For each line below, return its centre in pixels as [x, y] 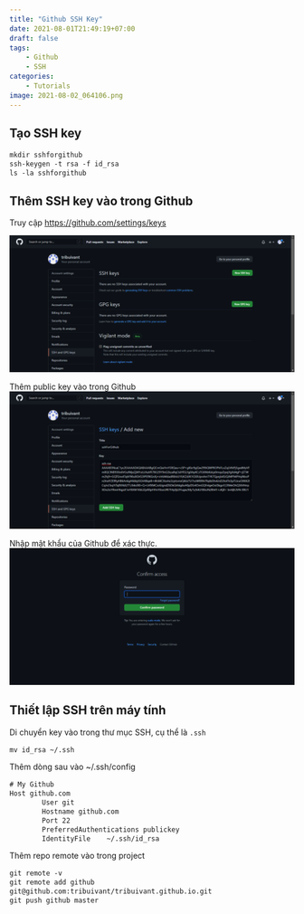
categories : [32, 77]
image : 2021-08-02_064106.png [66, 95]
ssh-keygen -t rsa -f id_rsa [64, 164]
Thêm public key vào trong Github [73, 387]
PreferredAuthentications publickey [111, 829]
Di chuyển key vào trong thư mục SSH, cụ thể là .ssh [108, 732]
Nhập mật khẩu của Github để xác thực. [84, 543]
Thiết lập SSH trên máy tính [88, 710]
